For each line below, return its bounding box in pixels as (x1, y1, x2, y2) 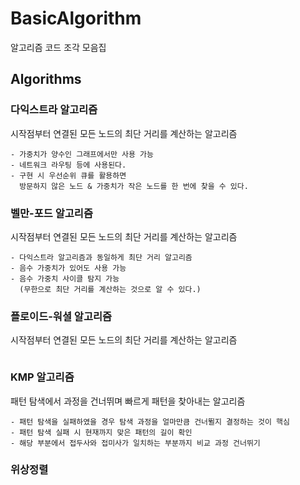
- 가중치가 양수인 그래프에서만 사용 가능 (10, 149, 154, 159)
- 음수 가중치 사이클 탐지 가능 (10, 273, 120, 284)
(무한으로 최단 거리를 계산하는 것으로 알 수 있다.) (19, 284, 202, 294)
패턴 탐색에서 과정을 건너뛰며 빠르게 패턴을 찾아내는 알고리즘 (10, 395, 246, 407)
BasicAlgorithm (10, 7, 142, 30)
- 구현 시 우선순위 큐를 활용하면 (10, 170, 127, 181)
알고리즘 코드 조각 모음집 (10, 41, 107, 53)
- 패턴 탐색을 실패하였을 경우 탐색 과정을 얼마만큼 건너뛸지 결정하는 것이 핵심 (10, 417, 290, 427)
